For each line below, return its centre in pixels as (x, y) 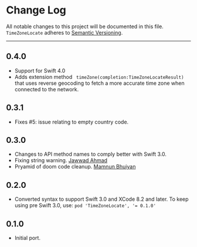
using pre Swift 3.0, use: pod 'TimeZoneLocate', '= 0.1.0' (85, 205)
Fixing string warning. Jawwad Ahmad (61, 160)
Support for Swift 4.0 (40, 70)
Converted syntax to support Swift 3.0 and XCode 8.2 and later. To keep (101, 199)
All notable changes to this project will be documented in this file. (85, 26)
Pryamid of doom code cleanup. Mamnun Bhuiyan (75, 167)
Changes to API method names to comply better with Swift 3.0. (91, 154)
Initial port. (28, 238)
